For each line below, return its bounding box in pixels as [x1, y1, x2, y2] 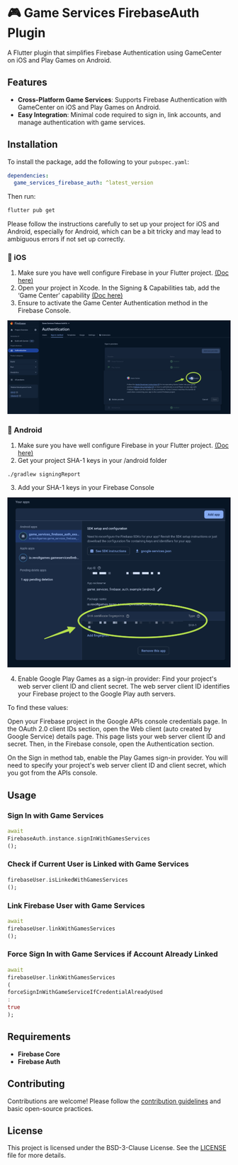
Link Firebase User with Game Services [7, 900, 145, 910]
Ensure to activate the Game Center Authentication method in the [17, 299, 208, 307]
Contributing [7, 1078, 65, 1090]
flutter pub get [7, 207, 55, 214]
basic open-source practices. [7, 1104, 93, 1112]
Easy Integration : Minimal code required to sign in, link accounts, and [17, 110, 222, 119]
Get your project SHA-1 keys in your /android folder [17, 456, 168, 465]
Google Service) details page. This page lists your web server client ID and [7, 732, 225, 741]
